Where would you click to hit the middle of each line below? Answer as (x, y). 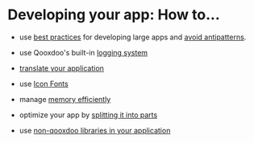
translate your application (61, 68)
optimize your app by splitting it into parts (88, 115)
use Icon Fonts (44, 84)
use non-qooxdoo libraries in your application (95, 130)
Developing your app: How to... (114, 15)
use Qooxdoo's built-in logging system (83, 52)
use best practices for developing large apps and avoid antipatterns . (133, 37)
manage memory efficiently (65, 99)
